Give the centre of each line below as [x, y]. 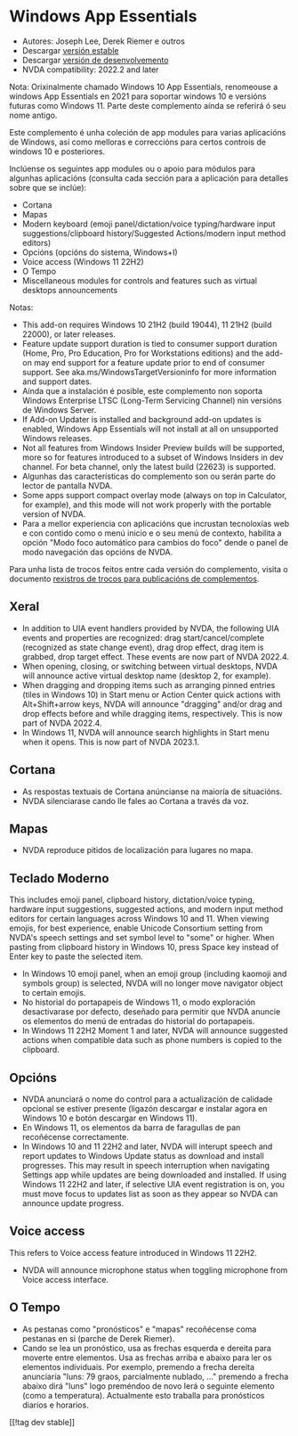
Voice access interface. [65, 1279]
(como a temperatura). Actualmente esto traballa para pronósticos [143, 1395]
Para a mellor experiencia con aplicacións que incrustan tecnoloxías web [156, 523]
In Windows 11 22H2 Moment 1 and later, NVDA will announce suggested [155, 1030]
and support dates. [57, 382]
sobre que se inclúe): [48, 187]
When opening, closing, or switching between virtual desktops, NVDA [150, 666]
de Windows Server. [59, 410]
